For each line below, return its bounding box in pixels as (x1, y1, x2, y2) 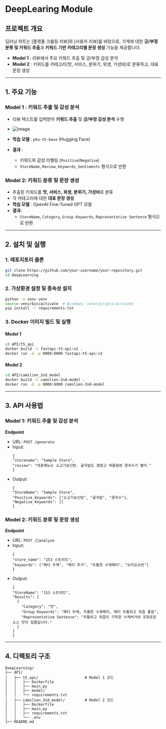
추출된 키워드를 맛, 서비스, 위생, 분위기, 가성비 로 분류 (12, 189, 114, 195)
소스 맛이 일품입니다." (12, 620, 52, 625)
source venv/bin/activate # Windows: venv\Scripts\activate (5, 301, 134, 306)
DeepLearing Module (5, 3, 93, 15)
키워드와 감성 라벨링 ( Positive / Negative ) (19, 157, 100, 163)
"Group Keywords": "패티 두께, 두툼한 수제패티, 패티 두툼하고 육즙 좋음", (21, 609, 159, 614)
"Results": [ (12, 594, 40, 600)
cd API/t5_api (5, 342, 35, 347)
